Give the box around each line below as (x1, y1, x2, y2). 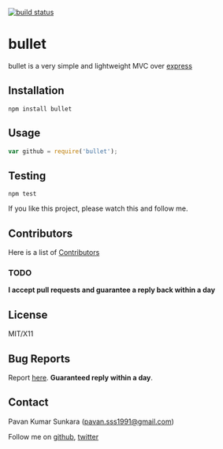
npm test (8, 190, 37, 198)
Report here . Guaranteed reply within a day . (8, 372, 154, 382)
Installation (8, 84, 65, 98)
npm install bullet (8, 105, 72, 113)
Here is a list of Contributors (8, 248, 100, 257)
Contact (8, 395, 49, 410)
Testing (8, 169, 46, 182)
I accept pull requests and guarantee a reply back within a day (8, 285, 215, 295)
